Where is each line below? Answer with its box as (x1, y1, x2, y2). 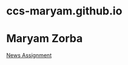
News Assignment (6, 52, 52, 59)
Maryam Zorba (6, 32, 83, 46)
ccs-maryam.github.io (6, 4, 123, 18)
